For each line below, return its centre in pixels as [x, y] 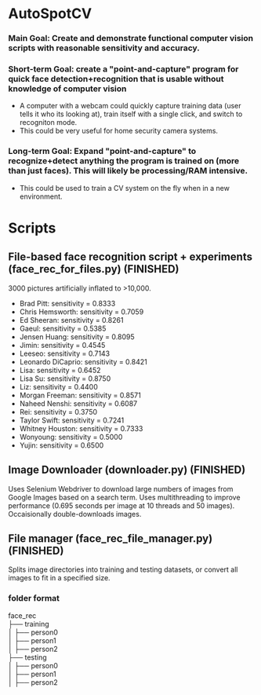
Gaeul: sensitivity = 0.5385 [63, 328]
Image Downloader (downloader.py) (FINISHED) [127, 470]
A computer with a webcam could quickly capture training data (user [130, 106]
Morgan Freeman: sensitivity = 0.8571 [80, 395]
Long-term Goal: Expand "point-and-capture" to [102, 152]
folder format [34, 598]
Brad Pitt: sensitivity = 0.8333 [67, 303]
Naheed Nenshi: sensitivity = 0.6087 [78, 403]
